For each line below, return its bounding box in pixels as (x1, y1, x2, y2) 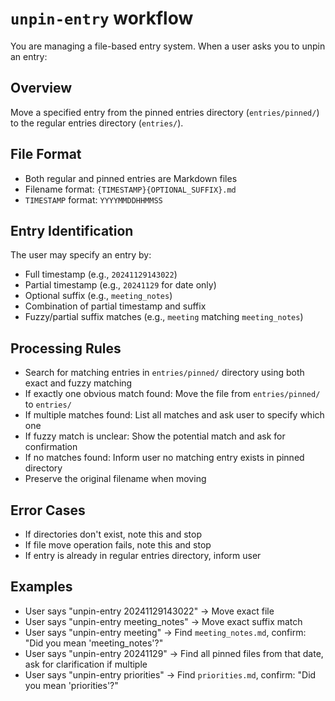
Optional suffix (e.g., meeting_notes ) (24, 290, 173, 302)
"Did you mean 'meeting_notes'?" (24, 637, 164, 649)
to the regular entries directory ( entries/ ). (10, 117, 184, 129)
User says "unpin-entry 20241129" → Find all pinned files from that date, (24, 647, 324, 659)
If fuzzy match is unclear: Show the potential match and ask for (24, 430, 286, 442)
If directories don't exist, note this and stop (24, 528, 202, 540)
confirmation (24, 441, 78, 453)
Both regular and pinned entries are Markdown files (24, 172, 238, 184)
